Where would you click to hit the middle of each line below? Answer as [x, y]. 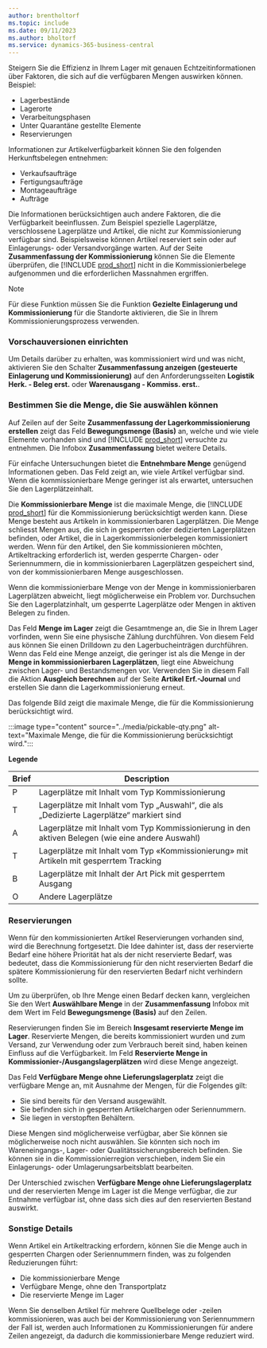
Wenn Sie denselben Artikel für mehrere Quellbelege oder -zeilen [115, 1311]
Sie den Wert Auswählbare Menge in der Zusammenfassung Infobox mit [129, 1004]
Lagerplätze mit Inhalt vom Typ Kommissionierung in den [145, 827]
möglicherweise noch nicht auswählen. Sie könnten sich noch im [114, 1142]
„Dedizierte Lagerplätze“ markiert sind [110, 815]
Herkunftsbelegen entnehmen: [58, 158]
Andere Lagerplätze [75, 897]
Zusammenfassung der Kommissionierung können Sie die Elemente [122, 256]
